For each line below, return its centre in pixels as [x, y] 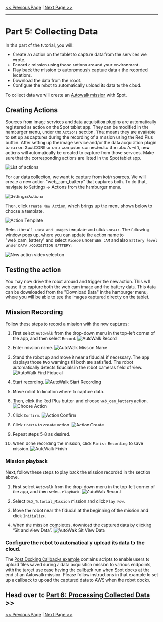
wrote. [19, 59]
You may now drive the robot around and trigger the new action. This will [78, 281]
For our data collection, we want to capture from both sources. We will [75, 177]
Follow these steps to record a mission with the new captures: [67, 324]
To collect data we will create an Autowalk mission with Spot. [66, 95]
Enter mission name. [33, 348]
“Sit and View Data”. [32, 530]
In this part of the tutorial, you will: [40, 45]
